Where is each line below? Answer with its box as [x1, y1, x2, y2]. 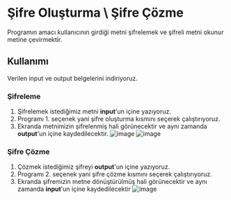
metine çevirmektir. [7, 35, 63, 43]
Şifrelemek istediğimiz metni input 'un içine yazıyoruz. [17, 107, 172, 116]
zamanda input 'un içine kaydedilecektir [17, 185, 131, 193]
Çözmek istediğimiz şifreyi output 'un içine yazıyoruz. [17, 162, 170, 171]
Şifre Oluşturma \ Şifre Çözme [7, 5, 184, 21]
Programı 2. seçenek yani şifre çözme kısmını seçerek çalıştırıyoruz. [17, 170, 212, 178]
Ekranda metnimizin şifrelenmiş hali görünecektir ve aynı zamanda [17, 122, 207, 130]
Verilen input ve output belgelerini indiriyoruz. [7, 74, 138, 82]
